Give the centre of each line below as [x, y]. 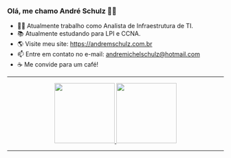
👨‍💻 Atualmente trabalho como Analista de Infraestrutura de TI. [105, 26]
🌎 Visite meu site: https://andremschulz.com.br [85, 44]
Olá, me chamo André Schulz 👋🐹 [62, 11]
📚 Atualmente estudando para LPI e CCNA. [79, 34]
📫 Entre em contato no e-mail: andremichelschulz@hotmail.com [109, 54]
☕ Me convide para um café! [57, 65]
